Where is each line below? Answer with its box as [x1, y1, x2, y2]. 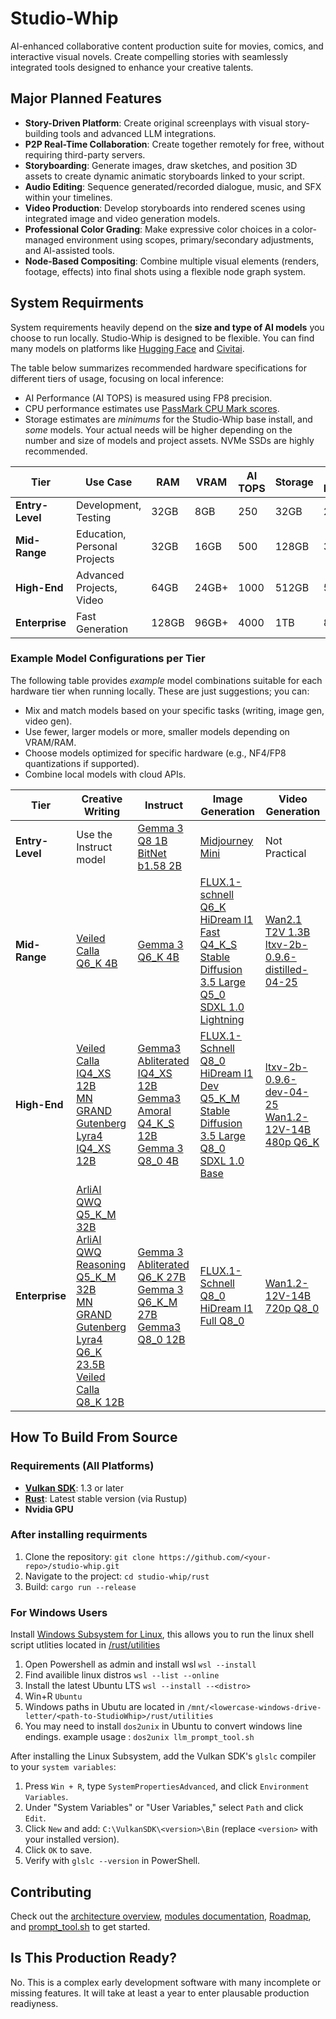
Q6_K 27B [137, 1270, 187, 1284]
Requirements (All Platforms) [10, 1459, 155, 1473]
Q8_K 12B [76, 1395, 125, 1409]
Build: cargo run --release [24, 1580, 137, 1592]
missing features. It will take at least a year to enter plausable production [10, 1987, 310, 1999]
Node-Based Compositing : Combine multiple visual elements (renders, [24, 255, 320, 267]
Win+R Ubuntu [24, 1690, 83, 1702]
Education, [76, 527, 127, 541]
